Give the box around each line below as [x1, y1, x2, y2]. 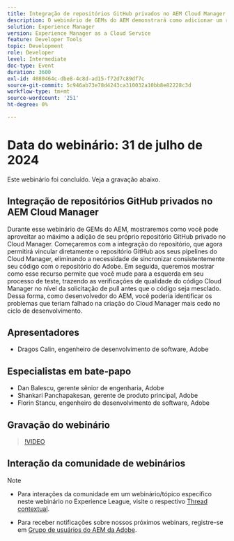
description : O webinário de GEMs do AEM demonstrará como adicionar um [7, 17, 223, 24]
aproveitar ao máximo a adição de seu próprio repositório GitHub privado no [7, 232, 226, 241]
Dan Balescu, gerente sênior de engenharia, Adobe [17, 384, 165, 392]
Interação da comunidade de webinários [7, 458, 186, 470]
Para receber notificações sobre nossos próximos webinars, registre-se [17, 518, 224, 526]
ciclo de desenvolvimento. [7, 306, 83, 315]
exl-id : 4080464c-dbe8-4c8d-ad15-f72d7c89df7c [7, 75, 145, 82]
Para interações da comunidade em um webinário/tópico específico [17, 489, 212, 498]
